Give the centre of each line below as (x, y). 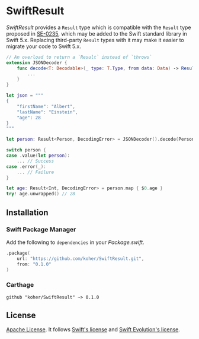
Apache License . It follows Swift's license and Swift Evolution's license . (93, 330)
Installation (27, 212)
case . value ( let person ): (38, 156)
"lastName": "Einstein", (47, 112)
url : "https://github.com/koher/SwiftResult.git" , (81, 259)
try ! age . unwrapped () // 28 (41, 194)
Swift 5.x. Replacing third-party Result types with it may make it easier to (95, 40)
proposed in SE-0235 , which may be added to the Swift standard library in (97, 33)
